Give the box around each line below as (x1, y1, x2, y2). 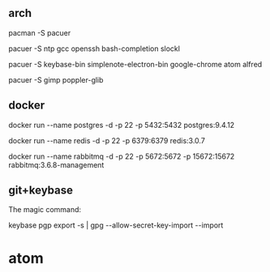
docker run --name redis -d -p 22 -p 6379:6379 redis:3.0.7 (8, 135, 205, 145)
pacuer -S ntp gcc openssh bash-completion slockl (8, 44, 181, 53)
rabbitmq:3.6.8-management (8, 159, 105, 169)
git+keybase (8, 184, 73, 198)
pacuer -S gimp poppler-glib (8, 74, 104, 84)
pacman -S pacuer (8, 28, 71, 37)
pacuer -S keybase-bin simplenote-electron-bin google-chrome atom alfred (8, 59, 263, 69)
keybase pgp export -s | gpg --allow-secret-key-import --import (8, 220, 224, 230)
